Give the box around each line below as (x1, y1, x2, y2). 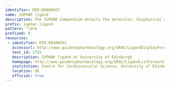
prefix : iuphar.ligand (5, 21, 53, 27)
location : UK (12, 69, 39, 74)
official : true (12, 73, 44, 78)
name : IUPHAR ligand (5, 12, 49, 17)
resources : (5, 36, 28, 41)
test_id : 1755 (12, 50, 42, 55)
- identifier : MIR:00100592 (7, 40, 67, 46)
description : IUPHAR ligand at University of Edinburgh (12, 54, 133, 60)
